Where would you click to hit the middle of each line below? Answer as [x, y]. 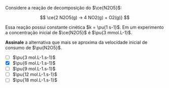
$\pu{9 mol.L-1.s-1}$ [34, 69]
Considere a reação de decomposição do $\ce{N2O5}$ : [64, 8]
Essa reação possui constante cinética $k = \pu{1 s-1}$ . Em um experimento [84, 27]
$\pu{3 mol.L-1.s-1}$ [34, 57]
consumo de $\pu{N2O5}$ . [34, 48]
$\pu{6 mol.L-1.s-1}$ [34, 63]
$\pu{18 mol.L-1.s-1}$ [35, 80]
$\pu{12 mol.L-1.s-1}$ [35, 74]
